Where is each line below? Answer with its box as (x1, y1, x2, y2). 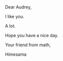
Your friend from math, (5, 42, 51, 48)
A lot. (5, 23, 16, 29)
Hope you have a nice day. (5, 33, 59, 38)
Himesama (5, 51, 27, 57)
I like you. (5, 14, 24, 19)
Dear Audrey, (5, 4, 32, 10)
